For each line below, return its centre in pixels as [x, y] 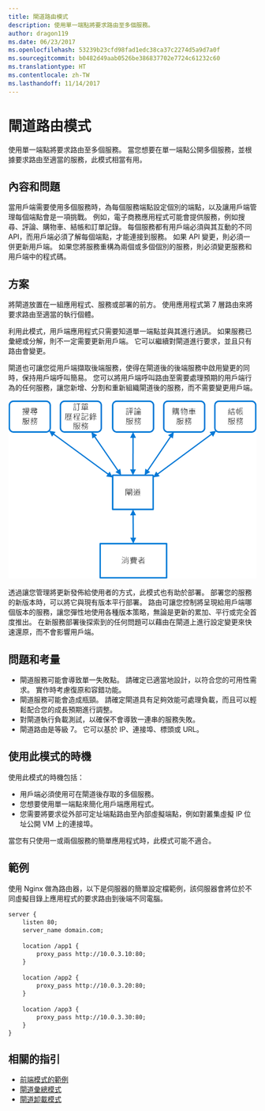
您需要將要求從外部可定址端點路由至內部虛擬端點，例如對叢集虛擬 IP [131, 813]
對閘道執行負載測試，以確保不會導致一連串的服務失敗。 [109, 719]
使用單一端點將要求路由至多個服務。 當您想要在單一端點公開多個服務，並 [127, 150]
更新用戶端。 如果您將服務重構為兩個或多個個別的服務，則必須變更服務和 [133, 247]
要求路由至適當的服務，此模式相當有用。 [80, 159]
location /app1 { [51, 946]
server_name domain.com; [63, 930]
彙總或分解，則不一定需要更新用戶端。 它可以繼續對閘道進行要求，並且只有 [130, 341]
